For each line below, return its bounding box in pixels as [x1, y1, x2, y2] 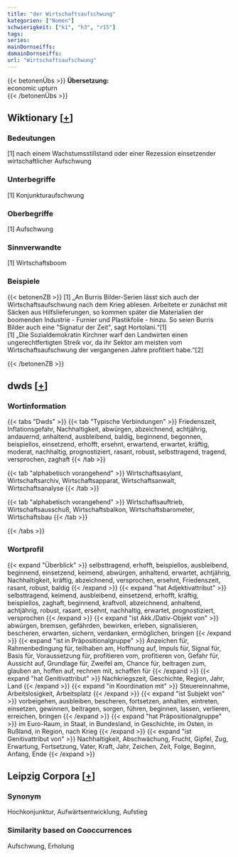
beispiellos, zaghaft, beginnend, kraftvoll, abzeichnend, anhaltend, [7, 598, 202, 607]
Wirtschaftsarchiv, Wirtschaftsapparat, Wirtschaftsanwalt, [7, 477, 176, 485]
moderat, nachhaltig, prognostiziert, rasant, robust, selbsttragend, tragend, [7, 447, 227, 456]
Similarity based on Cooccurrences [7, 826, 132, 836]
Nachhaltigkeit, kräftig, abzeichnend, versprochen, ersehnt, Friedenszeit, [7, 575, 221, 584]
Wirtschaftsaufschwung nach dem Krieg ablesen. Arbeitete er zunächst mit [7, 300, 227, 309]
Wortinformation [7, 401, 66, 411]
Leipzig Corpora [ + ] [7, 770, 96, 782]
